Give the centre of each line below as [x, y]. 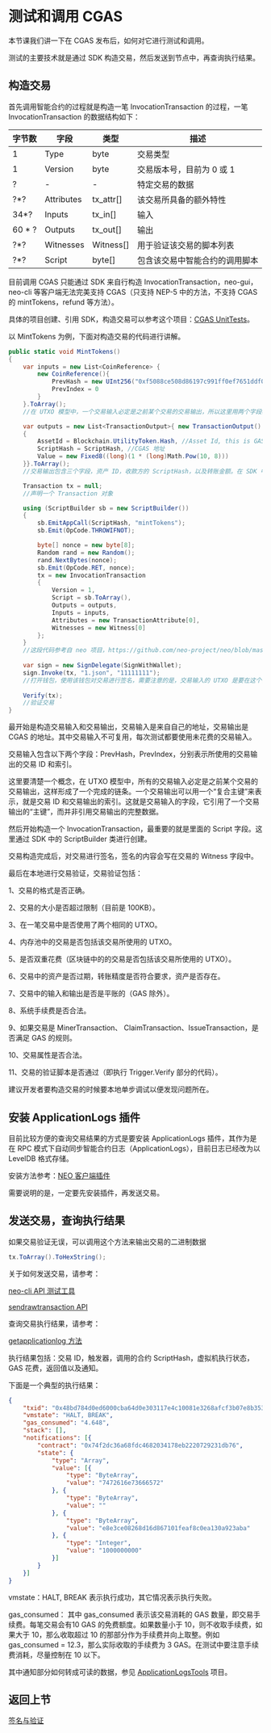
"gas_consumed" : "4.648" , [67, 1423]
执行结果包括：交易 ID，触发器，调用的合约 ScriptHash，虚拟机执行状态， [131, 1357]
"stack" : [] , [45, 1431]
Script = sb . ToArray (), [91, 598]
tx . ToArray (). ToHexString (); [57, 1257]
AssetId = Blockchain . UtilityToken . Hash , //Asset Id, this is [144, 441]
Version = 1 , [73, 591]
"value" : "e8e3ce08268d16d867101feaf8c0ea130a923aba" [158, 1528]
